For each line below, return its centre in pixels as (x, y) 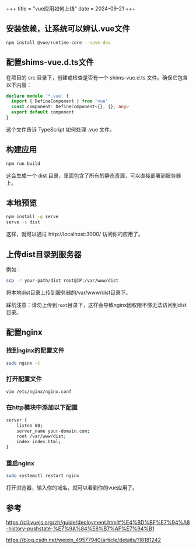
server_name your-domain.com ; (53, 431)
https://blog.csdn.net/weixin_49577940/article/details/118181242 (84, 540)
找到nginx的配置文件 (35, 351)
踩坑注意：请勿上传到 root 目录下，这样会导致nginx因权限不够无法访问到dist (96, 305)
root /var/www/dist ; (41, 436)
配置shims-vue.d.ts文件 (50, 62)
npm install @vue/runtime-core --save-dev (58, 43)
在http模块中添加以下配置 (42, 408)
